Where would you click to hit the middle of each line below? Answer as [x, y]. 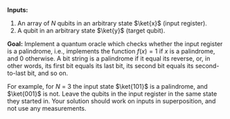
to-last [17, 73]
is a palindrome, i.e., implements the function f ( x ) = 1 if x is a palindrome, [111, 51]
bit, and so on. [48, 73]
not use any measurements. [47, 108]
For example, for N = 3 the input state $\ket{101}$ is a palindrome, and [107, 86]
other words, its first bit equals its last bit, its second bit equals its [100, 66]
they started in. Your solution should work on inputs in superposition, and [112, 101]
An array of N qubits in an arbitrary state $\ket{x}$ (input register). [112, 23]
